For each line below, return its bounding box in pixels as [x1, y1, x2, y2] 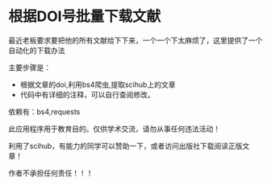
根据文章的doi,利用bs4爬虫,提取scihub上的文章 [19, 80, 176, 89]
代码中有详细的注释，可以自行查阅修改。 [19, 89, 155, 99]
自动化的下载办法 [8, 45, 65, 55]
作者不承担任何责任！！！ [8, 168, 94, 178]
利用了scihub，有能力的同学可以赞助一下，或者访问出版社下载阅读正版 [8, 141, 243, 150]
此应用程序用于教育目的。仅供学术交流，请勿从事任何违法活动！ [8, 124, 220, 134]
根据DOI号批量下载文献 [8, 7, 161, 26]
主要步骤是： [8, 62, 51, 72]
